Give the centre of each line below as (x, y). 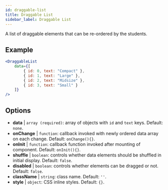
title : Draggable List (29, 15)
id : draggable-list (26, 10)
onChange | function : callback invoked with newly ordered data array (85, 133)
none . (18, 128)
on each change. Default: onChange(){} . (54, 139)
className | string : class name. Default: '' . (59, 177)
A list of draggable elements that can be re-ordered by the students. (76, 34)
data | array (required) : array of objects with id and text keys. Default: (88, 123)
